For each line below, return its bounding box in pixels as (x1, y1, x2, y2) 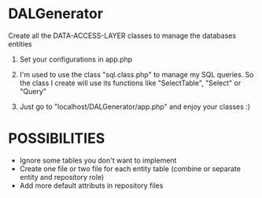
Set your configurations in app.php (19, 54, 133, 64)
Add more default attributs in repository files (19, 181, 164, 190)
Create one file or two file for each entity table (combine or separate (19, 163, 242, 174)
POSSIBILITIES (8, 129, 105, 148)
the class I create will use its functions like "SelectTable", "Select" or (19, 78, 242, 88)
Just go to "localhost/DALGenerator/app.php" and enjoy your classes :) (19, 102, 250, 111)
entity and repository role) (19, 172, 105, 181)
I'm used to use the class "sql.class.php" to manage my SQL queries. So (19, 69, 254, 79)
